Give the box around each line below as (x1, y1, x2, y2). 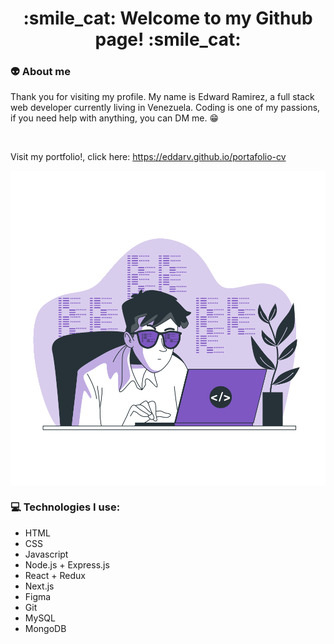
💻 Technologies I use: (10, 500, 121, 514)
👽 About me (10, 65, 71, 79)
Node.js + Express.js (24, 558, 110, 571)
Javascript (24, 548, 69, 560)
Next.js (24, 580, 55, 592)
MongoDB (24, 622, 67, 634)
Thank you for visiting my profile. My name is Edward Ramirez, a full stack (10, 91, 315, 103)
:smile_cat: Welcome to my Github (23, 7, 313, 30)
